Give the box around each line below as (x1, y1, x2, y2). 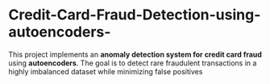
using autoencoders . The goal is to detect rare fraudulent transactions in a (8, 58, 257, 68)
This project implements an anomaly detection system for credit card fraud (8, 49, 262, 59)
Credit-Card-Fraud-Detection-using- (8, 6, 261, 24)
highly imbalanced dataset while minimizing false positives (8, 66, 203, 76)
